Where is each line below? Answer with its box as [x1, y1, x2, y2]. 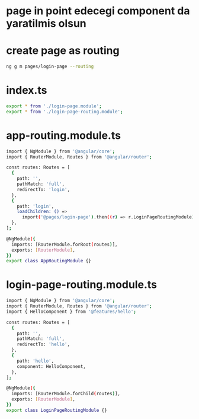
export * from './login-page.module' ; [6, 103, 102, 109]
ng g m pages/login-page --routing [6, 64, 94, 69]
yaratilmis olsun [6, 17, 87, 30]
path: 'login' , [17, 203, 54, 209]
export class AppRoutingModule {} [6, 258, 92, 264]
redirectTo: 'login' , [17, 186, 70, 192]
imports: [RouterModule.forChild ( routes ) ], [11, 391, 120, 397]
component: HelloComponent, [17, 363, 86, 369]
